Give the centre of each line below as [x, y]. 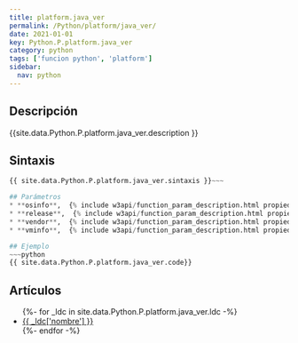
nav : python [39, 76]
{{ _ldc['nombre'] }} [58, 322]
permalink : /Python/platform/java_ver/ [83, 26]
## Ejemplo [29, 246]
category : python [41, 51]
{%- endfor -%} [51, 331]
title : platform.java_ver [57, 17]
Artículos [35, 290]
